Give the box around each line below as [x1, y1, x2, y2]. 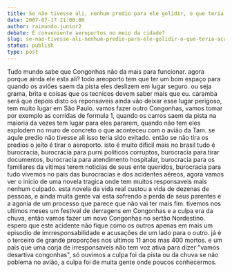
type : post [7, 49, 39, 56]
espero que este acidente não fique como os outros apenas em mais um [7, 221, 213, 230]
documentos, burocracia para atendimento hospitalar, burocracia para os [7, 155, 215, 163]
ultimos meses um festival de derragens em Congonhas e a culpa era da [7, 206, 213, 214]
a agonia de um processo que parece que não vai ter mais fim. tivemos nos [7, 199, 221, 208]
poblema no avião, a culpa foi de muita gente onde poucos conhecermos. [7, 258, 217, 266]
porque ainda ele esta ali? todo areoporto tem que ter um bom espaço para [7, 74, 221, 83]
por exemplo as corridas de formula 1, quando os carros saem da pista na [7, 111, 217, 119]
